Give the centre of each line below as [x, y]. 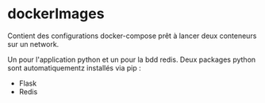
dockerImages [56, 14]
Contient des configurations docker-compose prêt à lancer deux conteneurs [132, 36]
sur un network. [33, 44]
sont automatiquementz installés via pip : [75, 67]
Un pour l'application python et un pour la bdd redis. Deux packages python [132, 59]
